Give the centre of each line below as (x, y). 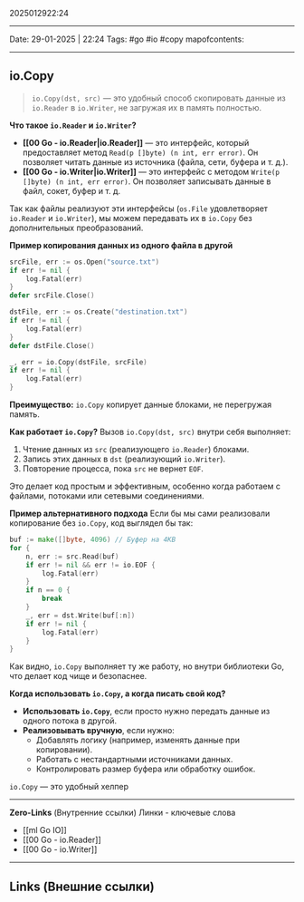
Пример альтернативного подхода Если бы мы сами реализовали (140, 514)
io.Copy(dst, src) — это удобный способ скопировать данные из (159, 98)
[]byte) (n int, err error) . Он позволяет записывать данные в (147, 181)
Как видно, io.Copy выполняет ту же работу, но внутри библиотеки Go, (147, 666)
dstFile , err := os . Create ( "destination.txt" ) (99, 312)
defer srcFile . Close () (52, 296)
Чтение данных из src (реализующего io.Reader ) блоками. (136, 450)
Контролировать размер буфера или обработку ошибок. (146, 769)
